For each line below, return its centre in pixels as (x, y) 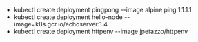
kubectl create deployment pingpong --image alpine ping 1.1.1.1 (102, 10)
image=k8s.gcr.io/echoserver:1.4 (61, 24)
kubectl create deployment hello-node (68, 17)
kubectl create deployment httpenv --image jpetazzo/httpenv (101, 31)
